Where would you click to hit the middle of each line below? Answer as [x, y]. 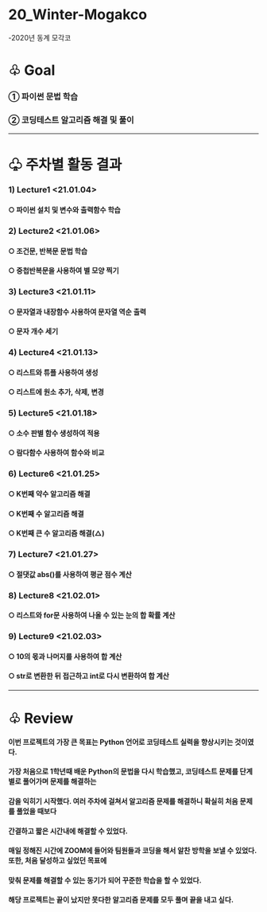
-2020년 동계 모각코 [40, 37]
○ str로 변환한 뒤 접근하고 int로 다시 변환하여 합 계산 [89, 676]
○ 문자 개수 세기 [33, 331]
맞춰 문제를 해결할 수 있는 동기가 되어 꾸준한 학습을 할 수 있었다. [105, 880]
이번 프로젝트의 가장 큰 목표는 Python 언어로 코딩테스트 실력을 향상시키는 [121, 742]
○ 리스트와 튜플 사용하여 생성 [53, 372]
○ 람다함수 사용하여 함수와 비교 [56, 453]
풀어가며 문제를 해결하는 [60, 781]
